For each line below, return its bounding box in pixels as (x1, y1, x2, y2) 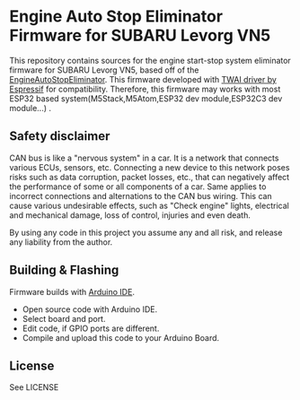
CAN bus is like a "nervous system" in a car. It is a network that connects (9, 152, 279, 163)
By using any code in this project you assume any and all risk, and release (9, 227, 283, 238)
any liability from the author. (9, 236, 113, 248)
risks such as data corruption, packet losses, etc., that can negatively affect (9, 171, 290, 182)
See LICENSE (9, 382, 59, 393)
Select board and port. (22, 313, 106, 324)
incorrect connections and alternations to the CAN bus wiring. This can (9, 190, 272, 201)
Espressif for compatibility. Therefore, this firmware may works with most (9, 83, 281, 94)
